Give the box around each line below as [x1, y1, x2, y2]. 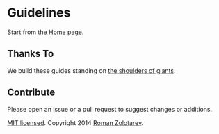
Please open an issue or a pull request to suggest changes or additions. [7, 105, 213, 113]
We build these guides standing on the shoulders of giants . [7, 66, 176, 74]
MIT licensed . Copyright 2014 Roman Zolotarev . [7, 118, 144, 126]
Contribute [7, 87, 56, 99]
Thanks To [7, 48, 54, 60]
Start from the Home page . [7, 28, 84, 36]
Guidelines [7, 5, 71, 21]
